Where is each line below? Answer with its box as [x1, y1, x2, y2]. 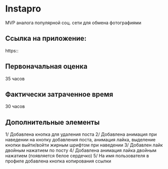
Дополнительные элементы [5, 118, 100, 126]
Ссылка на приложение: [5, 34, 87, 43]
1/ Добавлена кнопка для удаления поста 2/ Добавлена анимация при [5, 131, 157, 137]
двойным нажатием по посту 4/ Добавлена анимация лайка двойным [5, 147, 157, 153]
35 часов [5, 75, 25, 81]
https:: [5, 47, 19, 53]
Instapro [5, 3, 41, 15]
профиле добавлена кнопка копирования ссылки [5, 158, 111, 164]
